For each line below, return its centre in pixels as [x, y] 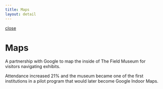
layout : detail [21, 14]
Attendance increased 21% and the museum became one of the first [74, 76]
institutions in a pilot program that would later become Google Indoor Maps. [82, 81]
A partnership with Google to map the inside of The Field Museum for [75, 61]
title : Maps [17, 10]
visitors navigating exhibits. [33, 67]
